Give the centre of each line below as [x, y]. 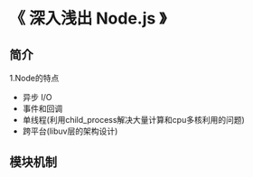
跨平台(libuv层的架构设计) [70, 131]
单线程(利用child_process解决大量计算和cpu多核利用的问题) [134, 120]
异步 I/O [37, 97]
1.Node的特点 [34, 78]
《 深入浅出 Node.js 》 [88, 19]
